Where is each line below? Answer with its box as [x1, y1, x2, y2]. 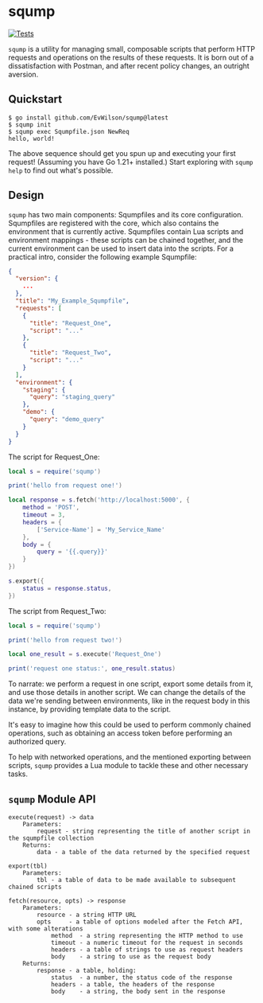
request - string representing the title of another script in [37, 827, 250, 835]
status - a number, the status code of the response [50, 974, 233, 982]
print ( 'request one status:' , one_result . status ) [8, 665, 176, 673]
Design [8, 189, 44, 202]
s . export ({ [8, 577, 44, 585]
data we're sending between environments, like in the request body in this [8, 696, 250, 706]
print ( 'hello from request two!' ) [8, 636, 123, 644]
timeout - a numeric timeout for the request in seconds [50, 939, 244, 946]
